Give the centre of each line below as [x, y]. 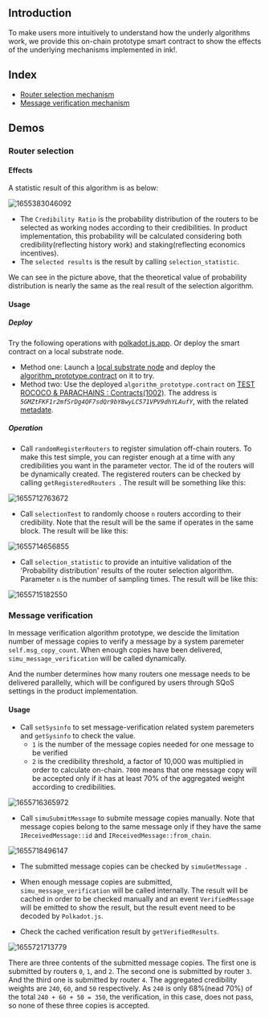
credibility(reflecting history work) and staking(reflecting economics [132, 245]
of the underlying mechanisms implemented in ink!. [93, 49]
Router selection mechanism [67, 94]
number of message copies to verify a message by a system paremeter [126, 641]
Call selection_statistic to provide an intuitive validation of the [126, 562]
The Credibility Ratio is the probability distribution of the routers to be [139, 219]
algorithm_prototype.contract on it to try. [87, 375]
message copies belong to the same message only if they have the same [141, 827]
